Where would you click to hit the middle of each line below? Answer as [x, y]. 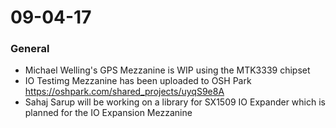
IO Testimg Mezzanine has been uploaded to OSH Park [138, 81]
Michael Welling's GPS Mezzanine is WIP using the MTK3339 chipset [167, 70]
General [30, 49]
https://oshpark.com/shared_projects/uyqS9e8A [124, 92]
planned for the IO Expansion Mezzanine [108, 113]
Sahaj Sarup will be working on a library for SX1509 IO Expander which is [175, 102]
